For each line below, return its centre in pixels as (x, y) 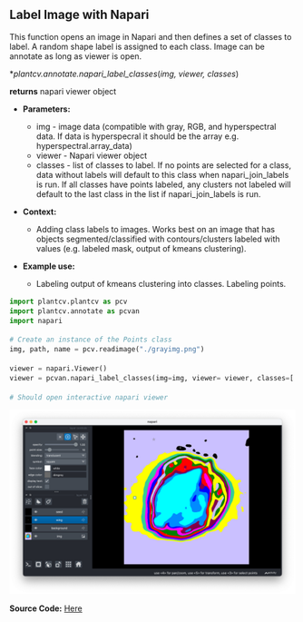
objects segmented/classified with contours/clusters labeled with (158, 239)
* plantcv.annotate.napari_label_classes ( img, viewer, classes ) (124, 74)
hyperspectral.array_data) (84, 145)
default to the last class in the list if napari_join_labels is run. (148, 193)
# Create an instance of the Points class (91, 340)
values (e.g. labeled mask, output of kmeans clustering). (141, 248)
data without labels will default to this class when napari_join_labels (162, 174)
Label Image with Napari (79, 15)
